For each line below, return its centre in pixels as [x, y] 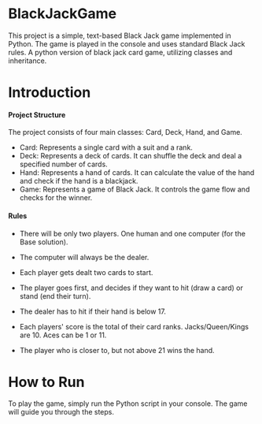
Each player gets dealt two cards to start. [86, 272]
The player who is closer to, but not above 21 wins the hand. [117, 350]
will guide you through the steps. [61, 412]
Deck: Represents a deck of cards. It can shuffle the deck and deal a [131, 156]
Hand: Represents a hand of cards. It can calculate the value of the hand [137, 173]
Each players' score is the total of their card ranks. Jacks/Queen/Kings [134, 326]
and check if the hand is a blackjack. [79, 181]
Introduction [50, 93]
